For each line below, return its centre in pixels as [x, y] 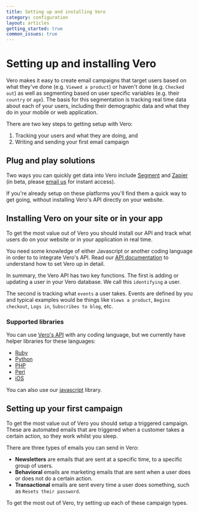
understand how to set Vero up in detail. [55, 264]
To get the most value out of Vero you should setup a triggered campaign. [97, 423]
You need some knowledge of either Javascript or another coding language [99, 251]
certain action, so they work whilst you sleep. [62, 436]
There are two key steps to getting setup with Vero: [70, 124]
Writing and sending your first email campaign [72, 142]
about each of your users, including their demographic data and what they [98, 106]
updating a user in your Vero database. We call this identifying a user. [94, 282]
